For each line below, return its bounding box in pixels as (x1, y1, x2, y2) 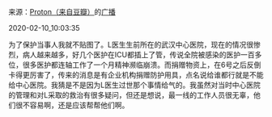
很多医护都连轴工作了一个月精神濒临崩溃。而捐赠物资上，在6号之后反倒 (22, 60, 261, 69)
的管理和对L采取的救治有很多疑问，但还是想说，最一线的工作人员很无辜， (8, 90, 253, 99)
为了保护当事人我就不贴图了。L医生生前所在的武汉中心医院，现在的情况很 (8, 40, 253, 49)
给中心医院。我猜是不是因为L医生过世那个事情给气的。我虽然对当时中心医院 (8, 80, 261, 90)
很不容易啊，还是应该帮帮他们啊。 (15, 100, 130, 110)
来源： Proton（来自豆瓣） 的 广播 (8, 7, 116, 16)
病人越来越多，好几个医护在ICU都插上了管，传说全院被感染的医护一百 (22, 50, 255, 59)
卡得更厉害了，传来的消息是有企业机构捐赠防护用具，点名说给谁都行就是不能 (8, 70, 264, 79)
